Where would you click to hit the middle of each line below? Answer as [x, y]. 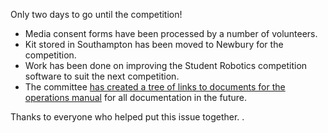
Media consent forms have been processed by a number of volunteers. [171, 33]
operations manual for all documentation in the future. [135, 97]
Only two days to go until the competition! [96, 14]
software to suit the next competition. [102, 76]
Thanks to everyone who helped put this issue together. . [127, 117]
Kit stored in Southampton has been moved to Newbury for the [154, 44]
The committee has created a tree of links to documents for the [155, 87]
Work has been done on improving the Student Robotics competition [166, 65]
